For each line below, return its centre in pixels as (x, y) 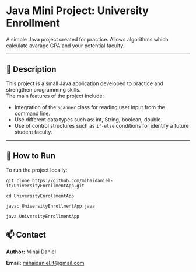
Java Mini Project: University (77, 11)
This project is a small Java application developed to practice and (85, 83)
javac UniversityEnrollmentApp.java (50, 206)
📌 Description (31, 69)
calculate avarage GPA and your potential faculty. (65, 46)
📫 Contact (26, 235)
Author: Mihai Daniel (31, 252)
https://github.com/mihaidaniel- (73, 180)
